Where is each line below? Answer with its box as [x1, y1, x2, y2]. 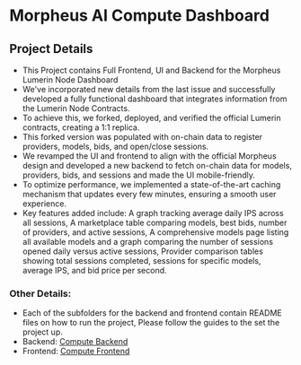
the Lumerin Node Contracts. [22, 103, 130, 113]
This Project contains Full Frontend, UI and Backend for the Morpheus [22, 65, 281, 75]
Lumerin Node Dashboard [22, 74, 119, 85]
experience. [22, 198, 67, 209]
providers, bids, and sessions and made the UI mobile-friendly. [22, 169, 256, 180]
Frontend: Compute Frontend [22, 346, 130, 357]
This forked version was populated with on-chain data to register [22, 132, 263, 142]
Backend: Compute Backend [22, 336, 128, 347]
